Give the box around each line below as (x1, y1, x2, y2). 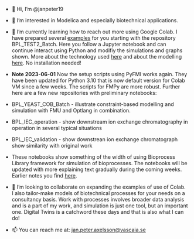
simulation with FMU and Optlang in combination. (11, 107, 131, 114)
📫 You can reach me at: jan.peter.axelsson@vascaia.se (11, 226, 147, 233)
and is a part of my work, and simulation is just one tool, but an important (11, 202, 189, 209)
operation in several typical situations (11, 125, 103, 131)
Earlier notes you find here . (11, 172, 77, 179)
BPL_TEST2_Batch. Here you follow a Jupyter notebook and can (11, 41, 166, 47)
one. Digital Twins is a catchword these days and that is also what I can (11, 209, 184, 215)
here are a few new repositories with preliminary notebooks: (11, 90, 157, 96)
